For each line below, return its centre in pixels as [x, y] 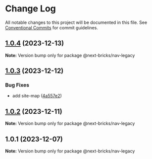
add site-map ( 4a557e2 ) [37, 96]
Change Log [30, 9]
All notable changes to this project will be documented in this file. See [76, 22]
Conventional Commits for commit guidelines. [51, 27]
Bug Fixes [17, 85]
